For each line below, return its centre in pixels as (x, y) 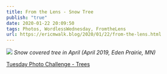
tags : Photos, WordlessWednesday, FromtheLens (66, 29)
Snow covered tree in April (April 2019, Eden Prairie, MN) (85, 53)
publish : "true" (27, 18)
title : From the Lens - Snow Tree (50, 12)
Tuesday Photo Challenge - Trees (48, 64)
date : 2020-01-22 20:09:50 (40, 23)
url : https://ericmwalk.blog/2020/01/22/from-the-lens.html (84, 35)
